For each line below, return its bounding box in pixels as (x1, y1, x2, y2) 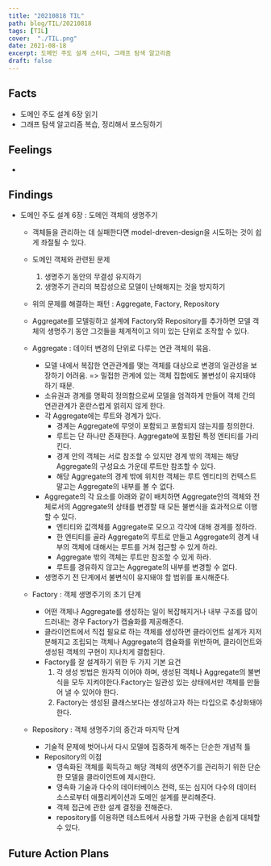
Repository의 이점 (44, 752, 102, 762)
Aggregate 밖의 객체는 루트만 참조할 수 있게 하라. (56, 552, 211, 562)
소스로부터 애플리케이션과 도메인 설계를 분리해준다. (56, 793, 216, 802)
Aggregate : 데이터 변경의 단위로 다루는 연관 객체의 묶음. (31, 344, 211, 354)
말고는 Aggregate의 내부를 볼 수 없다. (56, 482, 175, 492)
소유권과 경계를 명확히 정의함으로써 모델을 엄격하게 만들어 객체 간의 (44, 391, 256, 400)
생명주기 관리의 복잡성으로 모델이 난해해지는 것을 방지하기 (44, 282, 226, 291)
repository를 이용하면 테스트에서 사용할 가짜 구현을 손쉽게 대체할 (56, 813, 261, 822)
